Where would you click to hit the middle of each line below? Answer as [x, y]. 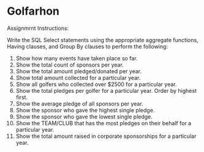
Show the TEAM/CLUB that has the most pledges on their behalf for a [104, 123]
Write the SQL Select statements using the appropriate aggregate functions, [103, 40]
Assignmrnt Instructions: [38, 28]
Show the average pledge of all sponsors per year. [79, 103]
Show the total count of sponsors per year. [70, 65]
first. [22, 97]
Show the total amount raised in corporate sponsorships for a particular [106, 136]
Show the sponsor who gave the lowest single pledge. [84, 117]
